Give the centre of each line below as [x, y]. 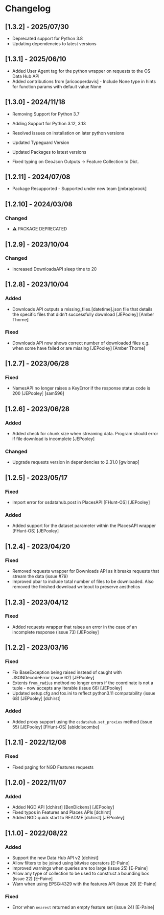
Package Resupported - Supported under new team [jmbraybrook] [79, 189]
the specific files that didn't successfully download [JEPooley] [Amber [83, 314]
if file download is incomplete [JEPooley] [53, 439]
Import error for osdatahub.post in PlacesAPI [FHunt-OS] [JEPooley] [81, 502]
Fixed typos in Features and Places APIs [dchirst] [62, 812]
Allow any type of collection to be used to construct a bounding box [81, 873]
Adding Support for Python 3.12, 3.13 [49, 123]
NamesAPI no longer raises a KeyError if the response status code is [81, 388]
